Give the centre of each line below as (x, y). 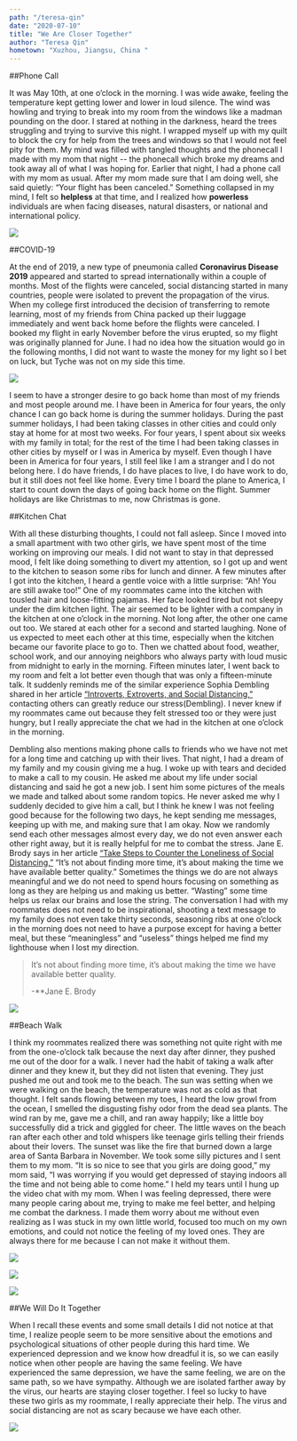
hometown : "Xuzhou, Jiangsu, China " (79, 51)
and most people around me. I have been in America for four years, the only (148, 404)
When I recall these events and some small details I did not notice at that (141, 1325)
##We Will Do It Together (55, 1309)
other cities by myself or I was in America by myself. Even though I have (141, 452)
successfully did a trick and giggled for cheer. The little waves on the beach (148, 1128)
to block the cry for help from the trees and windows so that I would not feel (148, 140)
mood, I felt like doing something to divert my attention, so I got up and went (148, 562)
